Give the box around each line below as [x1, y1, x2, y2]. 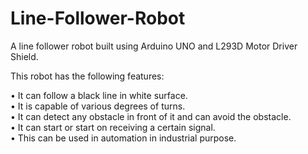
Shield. [10, 50, 39, 62]
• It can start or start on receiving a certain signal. [10, 121, 216, 133]
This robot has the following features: [10, 70, 165, 82]
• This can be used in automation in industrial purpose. [10, 132, 237, 144]
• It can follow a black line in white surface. [10, 89, 188, 101]
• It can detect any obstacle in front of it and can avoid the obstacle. [10, 110, 292, 122]
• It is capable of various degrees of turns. [10, 100, 186, 112]
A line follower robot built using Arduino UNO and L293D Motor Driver [10, 40, 298, 52]
